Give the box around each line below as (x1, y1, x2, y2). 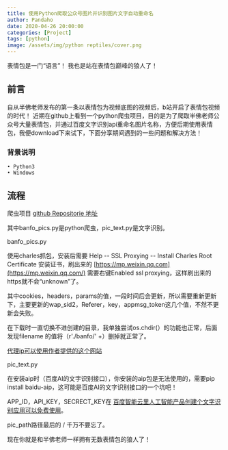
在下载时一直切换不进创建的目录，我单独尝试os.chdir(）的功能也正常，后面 (7, 323, 218, 332)
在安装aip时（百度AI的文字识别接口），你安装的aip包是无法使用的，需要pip (7, 374, 215, 382)
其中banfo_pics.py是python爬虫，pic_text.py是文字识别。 (7, 223, 169, 232)
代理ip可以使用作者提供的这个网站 (7, 347, 102, 355)
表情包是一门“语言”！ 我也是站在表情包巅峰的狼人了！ (7, 62, 158, 69)
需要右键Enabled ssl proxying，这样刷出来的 (87, 268, 212, 277)
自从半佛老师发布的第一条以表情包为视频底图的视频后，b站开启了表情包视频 (7, 103, 220, 111)
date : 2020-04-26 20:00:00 (7, 23, 84, 29)
